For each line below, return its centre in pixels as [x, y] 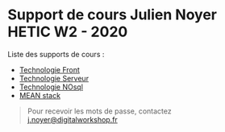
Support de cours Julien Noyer [112, 15]
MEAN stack [40, 95]
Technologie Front [49, 69]
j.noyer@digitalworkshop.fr [72, 119]
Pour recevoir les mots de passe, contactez [99, 111]
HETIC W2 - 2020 [68, 32]
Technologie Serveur [54, 78]
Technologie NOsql [51, 87]
